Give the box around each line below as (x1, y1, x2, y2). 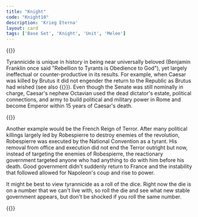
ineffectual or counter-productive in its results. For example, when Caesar (6, 71, 187, 78)
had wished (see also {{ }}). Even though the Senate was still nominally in (6, 83, 184, 90)
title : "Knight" (6, 8, 46, 15)
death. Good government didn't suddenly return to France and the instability (6, 163, 193, 170)
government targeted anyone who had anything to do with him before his (6, 157, 185, 164)
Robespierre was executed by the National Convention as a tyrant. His (6, 138, 177, 145)
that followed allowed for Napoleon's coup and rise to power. (6, 169, 155, 176)
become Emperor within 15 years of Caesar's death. (6, 102, 133, 109)
